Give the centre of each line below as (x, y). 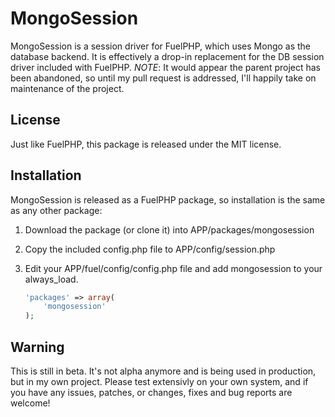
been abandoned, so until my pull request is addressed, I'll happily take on (163, 78)
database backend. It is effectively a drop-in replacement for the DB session (167, 56)
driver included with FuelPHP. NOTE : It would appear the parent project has (166, 67)
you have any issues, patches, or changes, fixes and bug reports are (151, 392)
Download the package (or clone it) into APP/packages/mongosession (169, 229)
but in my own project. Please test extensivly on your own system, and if (159, 381)
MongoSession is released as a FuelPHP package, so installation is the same (168, 199)
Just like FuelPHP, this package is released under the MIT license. (146, 144)
